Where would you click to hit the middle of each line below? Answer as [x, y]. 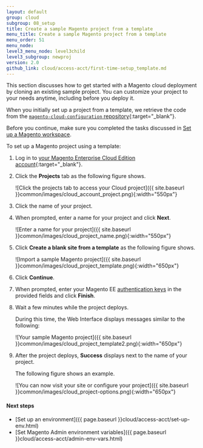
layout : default [27, 12]
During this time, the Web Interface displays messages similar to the [100, 319]
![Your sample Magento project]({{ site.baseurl [73, 337]
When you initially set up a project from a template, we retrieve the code [96, 110]
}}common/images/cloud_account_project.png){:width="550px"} [96, 194]
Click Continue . [35, 278]
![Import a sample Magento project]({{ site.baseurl [78, 259]
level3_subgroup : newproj [39, 57]
